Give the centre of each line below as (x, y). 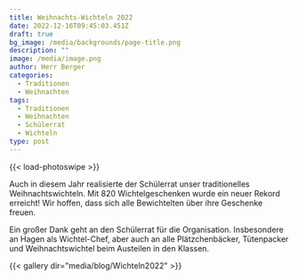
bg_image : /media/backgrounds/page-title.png (95, 42)
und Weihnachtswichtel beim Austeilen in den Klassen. (109, 248)
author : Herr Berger (48, 68)
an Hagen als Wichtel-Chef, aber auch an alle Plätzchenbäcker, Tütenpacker (149, 239)
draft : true (31, 34)
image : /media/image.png (55, 59)
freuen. (23, 212)
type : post (29, 141)
